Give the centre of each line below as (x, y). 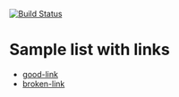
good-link (40, 74)
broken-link (43, 84)
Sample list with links (89, 50)
